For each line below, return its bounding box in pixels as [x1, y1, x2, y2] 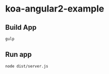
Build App [5, 23, 37, 32]
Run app [5, 50, 32, 59]
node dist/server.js [5, 63, 49, 68]
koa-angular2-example [5, 3, 104, 15]
